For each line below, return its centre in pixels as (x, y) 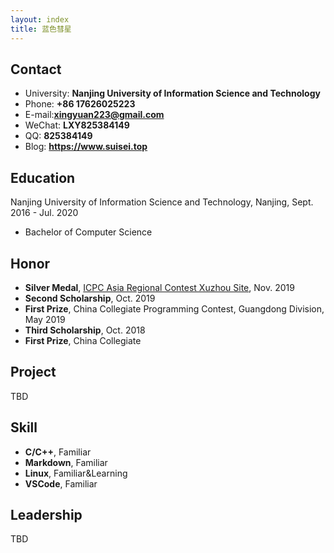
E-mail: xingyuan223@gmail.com (94, 115)
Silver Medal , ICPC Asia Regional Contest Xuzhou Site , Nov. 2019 (159, 287)
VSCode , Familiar (61, 483)
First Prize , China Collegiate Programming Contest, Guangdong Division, (174, 308)
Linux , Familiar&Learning (76, 473)
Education (43, 177)
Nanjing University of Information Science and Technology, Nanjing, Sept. (162, 202)
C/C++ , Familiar (58, 452)
